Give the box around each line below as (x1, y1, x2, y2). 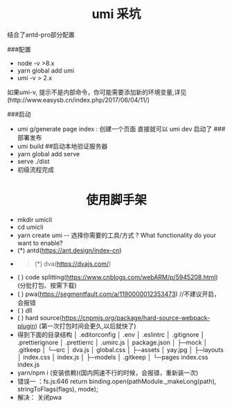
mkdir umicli (17, 215, 53, 223)
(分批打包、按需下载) (17, 281, 78, 289)
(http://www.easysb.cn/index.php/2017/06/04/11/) (7, 95, 150, 104)
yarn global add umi (17, 66, 75, 75)
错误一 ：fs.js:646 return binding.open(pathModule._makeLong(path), (17, 377, 217, 385)
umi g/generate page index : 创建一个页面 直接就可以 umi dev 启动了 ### (17, 124, 226, 133)
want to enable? (17, 239, 64, 247)
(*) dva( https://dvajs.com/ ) (34, 259, 111, 268)
